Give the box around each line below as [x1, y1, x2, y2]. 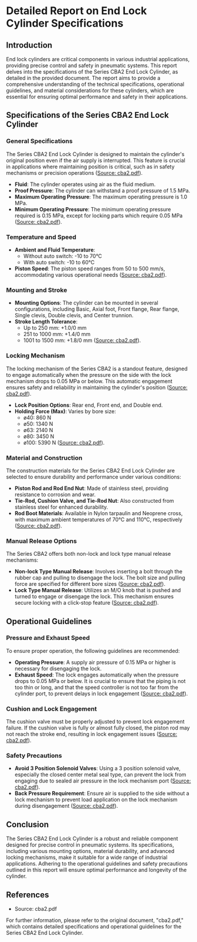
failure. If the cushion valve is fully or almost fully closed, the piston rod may [6, 724, 190, 731]
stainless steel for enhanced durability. [14, 503, 108, 510]
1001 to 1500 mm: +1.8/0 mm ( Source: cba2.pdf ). [23, 337, 141, 344]
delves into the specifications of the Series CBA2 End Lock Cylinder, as [6, 68, 178, 75]
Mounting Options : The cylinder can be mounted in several [14, 299, 158, 307]
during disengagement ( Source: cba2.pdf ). [14, 802, 118, 810]
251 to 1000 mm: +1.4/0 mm [23, 331, 91, 338]
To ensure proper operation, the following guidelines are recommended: [6, 647, 180, 654]
